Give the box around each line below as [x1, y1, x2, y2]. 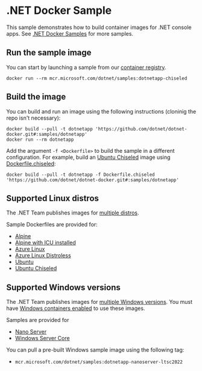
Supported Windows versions [6, 282, 121, 292]
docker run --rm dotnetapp [6, 137, 74, 143]
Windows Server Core [14, 335, 71, 342]
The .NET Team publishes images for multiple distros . [6, 209, 140, 216]
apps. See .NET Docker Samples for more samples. [6, 30, 134, 37]
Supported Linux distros [6, 193, 99, 203]
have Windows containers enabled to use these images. [6, 305, 145, 312]
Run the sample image [6, 48, 92, 58]
